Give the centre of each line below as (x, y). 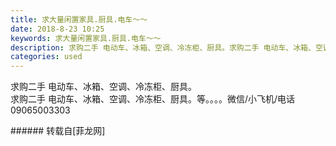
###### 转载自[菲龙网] (58, 131)
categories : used (46, 57)
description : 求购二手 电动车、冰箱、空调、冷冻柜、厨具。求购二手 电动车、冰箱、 (163, 47)
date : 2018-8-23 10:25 (57, 29)
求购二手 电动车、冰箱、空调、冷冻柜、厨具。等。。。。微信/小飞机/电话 (153, 99)
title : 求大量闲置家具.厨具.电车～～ (79, 19)
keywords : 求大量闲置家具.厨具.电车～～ (86, 38)
